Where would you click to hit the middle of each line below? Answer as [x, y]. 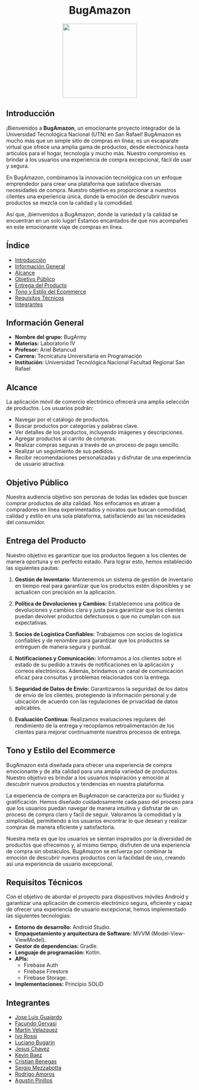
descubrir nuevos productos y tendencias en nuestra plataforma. [86, 784]
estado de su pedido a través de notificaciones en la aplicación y [94, 665]
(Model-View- [168, 934]
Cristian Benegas [36, 1061]
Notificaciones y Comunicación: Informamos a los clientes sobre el [98, 658]
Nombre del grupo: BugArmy [51, 337]
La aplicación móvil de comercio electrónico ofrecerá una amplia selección [98, 402]
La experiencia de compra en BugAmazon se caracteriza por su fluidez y [95, 795]
